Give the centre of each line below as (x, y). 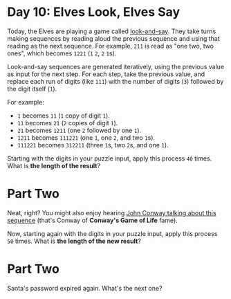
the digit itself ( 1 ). (32, 89)
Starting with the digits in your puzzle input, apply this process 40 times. (110, 158)
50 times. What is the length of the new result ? (74, 241)
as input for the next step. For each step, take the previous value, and (106, 74)
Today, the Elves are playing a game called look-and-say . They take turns (112, 31)
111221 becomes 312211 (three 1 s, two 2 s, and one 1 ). (93, 145)
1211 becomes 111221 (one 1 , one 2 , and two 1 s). (86, 137)
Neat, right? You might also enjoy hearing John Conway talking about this (112, 212)
